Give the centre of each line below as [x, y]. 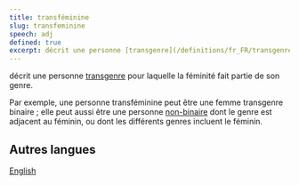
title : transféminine [49, 17]
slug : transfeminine [48, 26]
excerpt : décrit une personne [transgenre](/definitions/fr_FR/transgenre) [153, 51]
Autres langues [53, 149]
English [23, 171]
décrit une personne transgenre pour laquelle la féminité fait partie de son [145, 76]
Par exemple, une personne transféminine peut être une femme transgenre [146, 102]
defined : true [36, 42]
